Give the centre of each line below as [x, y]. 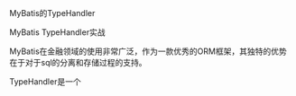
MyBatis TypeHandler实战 [57, 32]
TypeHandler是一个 [45, 82]
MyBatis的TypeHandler [52, 13]
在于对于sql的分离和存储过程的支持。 [78, 62]
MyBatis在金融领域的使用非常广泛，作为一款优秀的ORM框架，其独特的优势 [148, 51]
